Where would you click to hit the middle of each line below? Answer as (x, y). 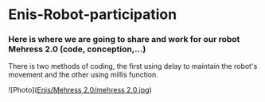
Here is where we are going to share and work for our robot (124, 40)
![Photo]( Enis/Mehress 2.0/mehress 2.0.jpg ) (80, 90)
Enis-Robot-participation (93, 15)
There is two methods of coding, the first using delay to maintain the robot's (133, 66)
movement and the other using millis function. (83, 75)
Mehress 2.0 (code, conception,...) (77, 49)
